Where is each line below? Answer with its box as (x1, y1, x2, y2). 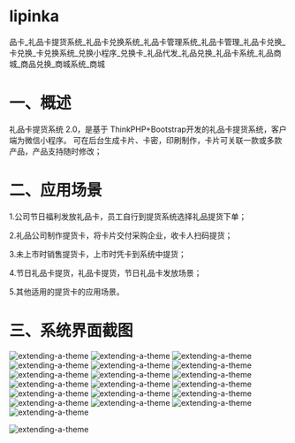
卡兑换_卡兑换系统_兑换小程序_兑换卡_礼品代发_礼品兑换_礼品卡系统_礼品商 (9, 47, 282, 58)
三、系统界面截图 (9, 321, 134, 340)
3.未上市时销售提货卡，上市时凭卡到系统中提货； (9, 248, 187, 259)
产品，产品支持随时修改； (9, 146, 102, 157)
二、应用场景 (9, 180, 103, 201)
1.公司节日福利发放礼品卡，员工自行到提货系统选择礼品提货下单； (9, 210, 247, 222)
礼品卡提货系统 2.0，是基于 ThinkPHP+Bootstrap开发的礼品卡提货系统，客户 (9, 124, 287, 134)
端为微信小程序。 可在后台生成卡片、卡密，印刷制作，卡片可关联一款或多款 (9, 134, 283, 145)
